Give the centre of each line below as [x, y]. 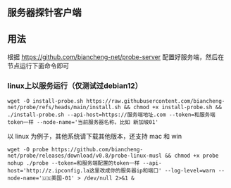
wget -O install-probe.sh [45, 101]
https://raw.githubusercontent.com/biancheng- [155, 101]
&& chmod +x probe [192, 156]
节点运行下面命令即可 [38, 66]
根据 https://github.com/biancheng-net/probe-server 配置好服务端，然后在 [115, 57]
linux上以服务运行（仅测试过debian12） [75, 86]
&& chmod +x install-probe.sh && [173, 107]
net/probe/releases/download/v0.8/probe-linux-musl [85, 156]
